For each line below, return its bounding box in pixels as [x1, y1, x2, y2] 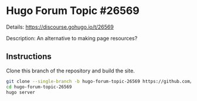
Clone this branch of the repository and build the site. [6, 67, 135, 74]
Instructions [6, 51, 52, 62]
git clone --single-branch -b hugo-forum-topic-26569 [6, 78, 141, 84]
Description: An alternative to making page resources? [6, 34, 138, 41]
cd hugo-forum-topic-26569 [6, 83, 72, 90]
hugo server [6, 89, 35, 95]
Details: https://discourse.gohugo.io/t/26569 [6, 23, 114, 30]
